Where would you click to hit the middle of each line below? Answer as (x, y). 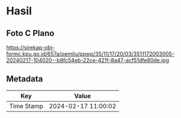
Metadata (25, 79)
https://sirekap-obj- (31, 47)
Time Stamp (26, 106)
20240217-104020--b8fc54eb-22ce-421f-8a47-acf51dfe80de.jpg (88, 60)
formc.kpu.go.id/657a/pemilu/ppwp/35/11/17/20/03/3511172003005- (90, 54)
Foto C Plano (30, 33)
